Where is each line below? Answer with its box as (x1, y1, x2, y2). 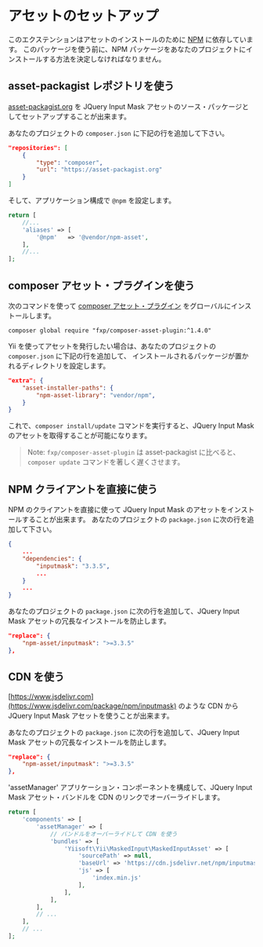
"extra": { (8, 376, 44, 385)
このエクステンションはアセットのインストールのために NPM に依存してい (8, 35, 247, 44)
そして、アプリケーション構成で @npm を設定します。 (8, 196, 176, 205)
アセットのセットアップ (8, 7, 159, 25)
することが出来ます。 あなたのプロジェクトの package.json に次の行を (21, 515, 248, 525)
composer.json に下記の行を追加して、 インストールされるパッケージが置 (8, 351, 243, 360)
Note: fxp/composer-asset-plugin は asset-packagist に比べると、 (27, 448, 240, 457)
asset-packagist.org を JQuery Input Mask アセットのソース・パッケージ (8, 101, 243, 111)
